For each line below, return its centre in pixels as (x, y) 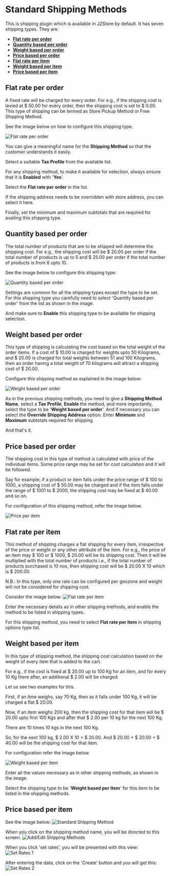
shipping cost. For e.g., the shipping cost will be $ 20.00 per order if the (81, 252)
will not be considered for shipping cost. (48, 587)
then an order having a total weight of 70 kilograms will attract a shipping (82, 363)
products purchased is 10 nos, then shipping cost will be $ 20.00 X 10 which (85, 566)
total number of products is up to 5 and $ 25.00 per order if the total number (86, 257)
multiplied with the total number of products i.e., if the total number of (79, 561)
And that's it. (19, 430)
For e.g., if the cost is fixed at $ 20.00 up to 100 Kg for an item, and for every (86, 671)
